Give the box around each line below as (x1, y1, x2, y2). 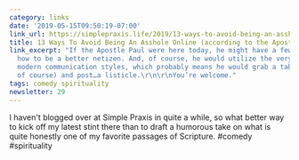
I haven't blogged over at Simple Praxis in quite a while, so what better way (9, 112, 285, 123)
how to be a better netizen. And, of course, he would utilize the (17, 54, 273, 63)
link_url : (9, 29, 46, 38)
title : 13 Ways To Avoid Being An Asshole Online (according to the (9, 37, 269, 47)
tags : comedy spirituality (9, 79, 109, 88)
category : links (9, 12, 69, 22)
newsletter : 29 (9, 87, 66, 96)
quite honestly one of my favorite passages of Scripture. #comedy (9, 131, 253, 141)
